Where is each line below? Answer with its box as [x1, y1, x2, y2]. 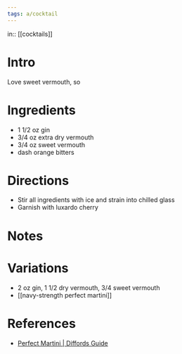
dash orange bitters [17, 148, 75, 156]
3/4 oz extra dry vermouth [17, 133, 94, 141]
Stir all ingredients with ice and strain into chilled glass [17, 196, 175, 204]
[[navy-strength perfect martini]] [17, 291, 112, 299]
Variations [7, 260, 69, 276]
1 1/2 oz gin [17, 125, 51, 134]
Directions [7, 172, 69, 189]
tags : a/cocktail [7, 10, 58, 18]
